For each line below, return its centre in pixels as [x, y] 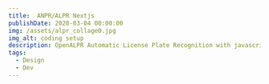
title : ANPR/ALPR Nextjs [51, 16]
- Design [30, 61]
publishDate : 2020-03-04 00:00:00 [66, 23]
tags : [17, 53]
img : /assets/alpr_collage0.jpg [62, 30]
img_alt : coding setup [46, 38]
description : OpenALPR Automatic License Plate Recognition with [119, 46]
